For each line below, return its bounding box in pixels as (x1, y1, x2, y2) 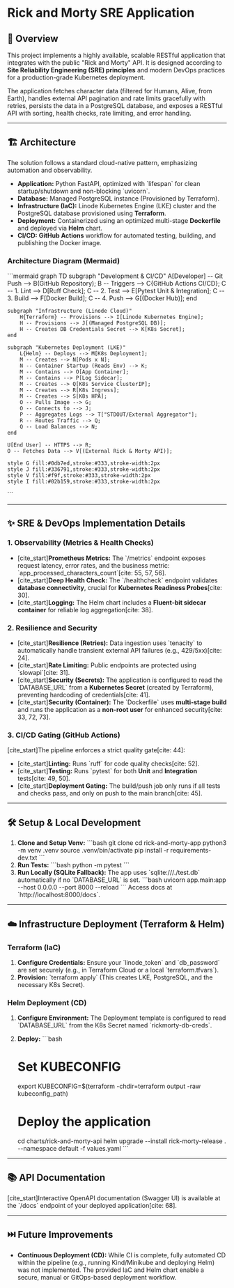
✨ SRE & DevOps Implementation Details (7, 517, 186, 529)
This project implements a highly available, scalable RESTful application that (7, 51, 226, 59)
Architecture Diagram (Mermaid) (7, 256, 120, 265)
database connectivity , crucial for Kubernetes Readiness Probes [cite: (17, 583, 223, 591)
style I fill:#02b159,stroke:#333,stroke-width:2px (7, 479, 160, 486)
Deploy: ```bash (17, 1034, 63, 1043)
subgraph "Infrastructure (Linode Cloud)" (7, 308, 132, 315)
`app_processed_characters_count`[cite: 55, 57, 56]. (17, 568, 166, 577)
